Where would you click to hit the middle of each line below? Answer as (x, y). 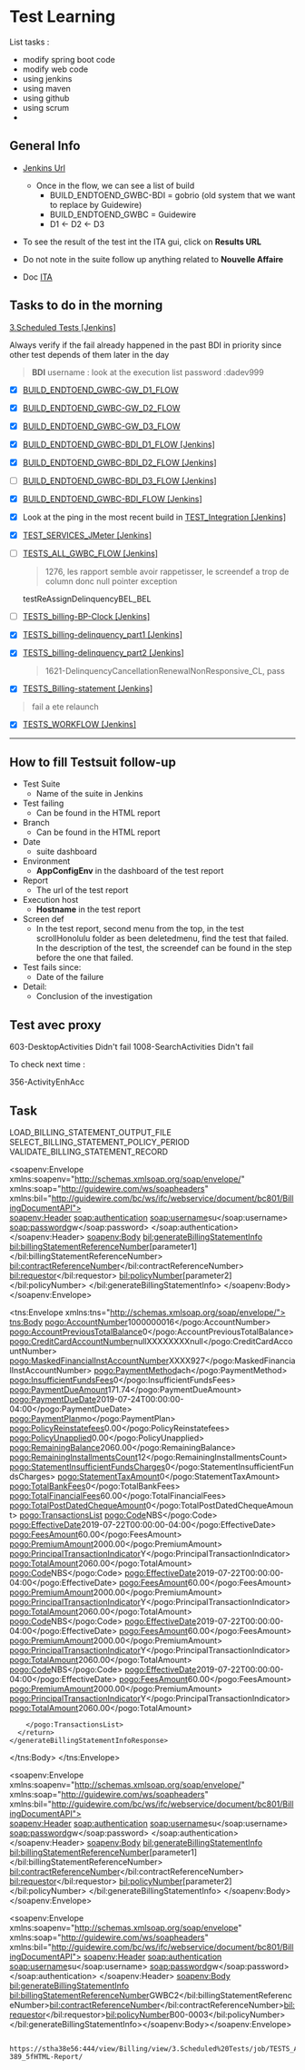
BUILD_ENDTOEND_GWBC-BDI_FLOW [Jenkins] (112, 499)
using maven (46, 88)
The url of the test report (82, 890)
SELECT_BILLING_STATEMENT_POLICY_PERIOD (100, 1142)
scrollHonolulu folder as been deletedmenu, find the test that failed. (162, 938)
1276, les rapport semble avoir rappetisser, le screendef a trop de (167, 572)
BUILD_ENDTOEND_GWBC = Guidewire (123, 214)
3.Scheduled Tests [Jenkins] (63, 327)
